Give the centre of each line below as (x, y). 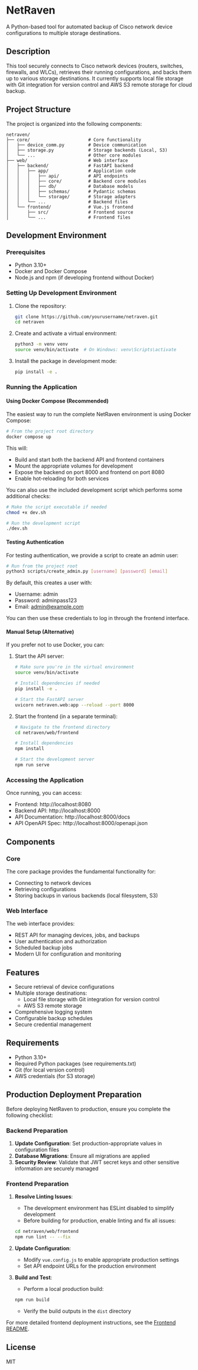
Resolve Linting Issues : (44, 1197)
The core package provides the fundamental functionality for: (81, 871)
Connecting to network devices (53, 883)
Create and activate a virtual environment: (66, 333)
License (21, 1347)
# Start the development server (54, 759)
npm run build (32, 1300)
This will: (17, 448)
